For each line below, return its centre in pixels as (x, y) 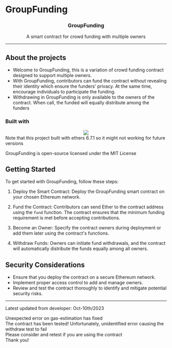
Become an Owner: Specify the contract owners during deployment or (87, 228)
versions (14, 143)
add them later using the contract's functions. (61, 233)
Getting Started (30, 169)
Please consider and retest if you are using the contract (64, 335)
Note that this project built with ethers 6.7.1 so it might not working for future (85, 138)
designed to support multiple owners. (52, 75)
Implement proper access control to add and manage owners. (78, 283)
